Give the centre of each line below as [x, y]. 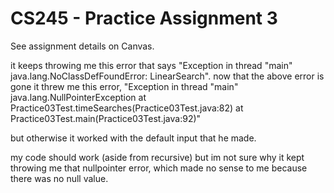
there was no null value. [59, 178]
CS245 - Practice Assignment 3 [144, 18]
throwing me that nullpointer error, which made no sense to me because [159, 168]
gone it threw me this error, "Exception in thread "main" [124, 86]
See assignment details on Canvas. [82, 46]
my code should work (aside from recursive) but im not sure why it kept [157, 157]
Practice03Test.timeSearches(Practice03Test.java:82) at [127, 108]
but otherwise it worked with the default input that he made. [133, 138]
